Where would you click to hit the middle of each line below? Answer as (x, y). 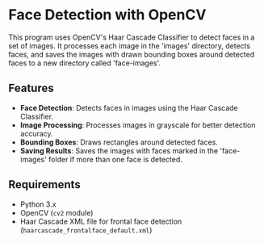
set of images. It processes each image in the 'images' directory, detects (130, 45)
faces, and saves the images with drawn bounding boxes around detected (132, 54)
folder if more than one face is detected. (115, 159)
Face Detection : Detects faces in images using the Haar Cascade (129, 107)
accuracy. (37, 133)
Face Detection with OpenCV (107, 15)
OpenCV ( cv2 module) (57, 212)
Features (31, 88)
